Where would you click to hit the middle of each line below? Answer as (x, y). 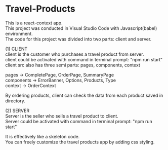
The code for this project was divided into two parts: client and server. (78, 39)
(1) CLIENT (16, 49)
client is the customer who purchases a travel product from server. (75, 54)
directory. (15, 101)
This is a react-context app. (34, 23)
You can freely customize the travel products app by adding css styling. (80, 142)
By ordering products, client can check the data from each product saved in (84, 95)
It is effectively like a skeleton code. (43, 136)
